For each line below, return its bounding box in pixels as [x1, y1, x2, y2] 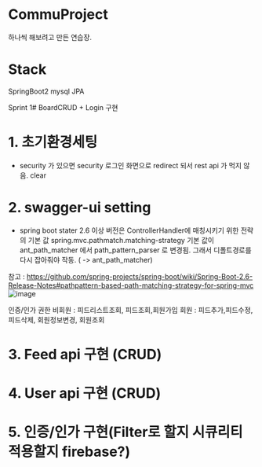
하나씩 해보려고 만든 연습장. [8, 32, 93, 42]
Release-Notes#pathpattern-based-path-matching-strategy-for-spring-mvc [8, 281, 254, 290]
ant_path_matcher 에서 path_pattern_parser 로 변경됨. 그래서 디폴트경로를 [19, 245, 253, 255]
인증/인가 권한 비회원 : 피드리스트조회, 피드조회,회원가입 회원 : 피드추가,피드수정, [8, 305, 253, 314]
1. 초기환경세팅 [8, 134, 98, 151]
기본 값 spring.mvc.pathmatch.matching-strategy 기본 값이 [27, 235, 214, 245]
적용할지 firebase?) [8, 443, 131, 461]
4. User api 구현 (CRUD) [8, 384, 162, 403]
